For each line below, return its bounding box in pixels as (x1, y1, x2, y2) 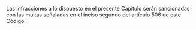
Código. (6, 18, 26, 24)
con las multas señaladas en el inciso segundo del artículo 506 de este (6, 11, 182, 18)
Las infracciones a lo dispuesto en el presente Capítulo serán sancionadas (6, 5, 190, 12)
